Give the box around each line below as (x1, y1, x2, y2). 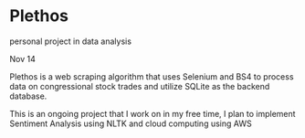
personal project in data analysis (9, 36, 132, 47)
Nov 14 (9, 53, 37, 64)
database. (9, 90, 47, 101)
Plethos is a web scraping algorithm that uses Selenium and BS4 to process (9, 70, 294, 82)
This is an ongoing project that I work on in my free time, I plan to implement (9, 108, 296, 119)
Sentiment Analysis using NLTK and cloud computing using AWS (9, 118, 253, 129)
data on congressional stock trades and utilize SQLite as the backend (9, 80, 270, 91)
